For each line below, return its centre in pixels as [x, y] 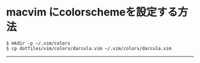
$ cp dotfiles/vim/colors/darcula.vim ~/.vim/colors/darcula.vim [89, 48]
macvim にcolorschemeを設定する [92, 12]
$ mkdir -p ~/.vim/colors [38, 43]
